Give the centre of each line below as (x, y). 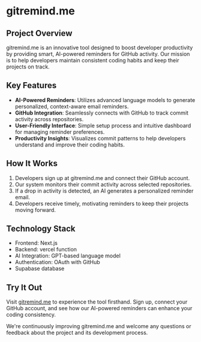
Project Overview (39, 33)
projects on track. (28, 67)
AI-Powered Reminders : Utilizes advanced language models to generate (105, 100)
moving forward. (35, 210)
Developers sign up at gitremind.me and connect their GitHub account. (102, 178)
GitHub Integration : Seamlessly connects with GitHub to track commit (102, 113)
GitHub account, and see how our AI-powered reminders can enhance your (99, 308)
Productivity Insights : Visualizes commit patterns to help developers (100, 138)
